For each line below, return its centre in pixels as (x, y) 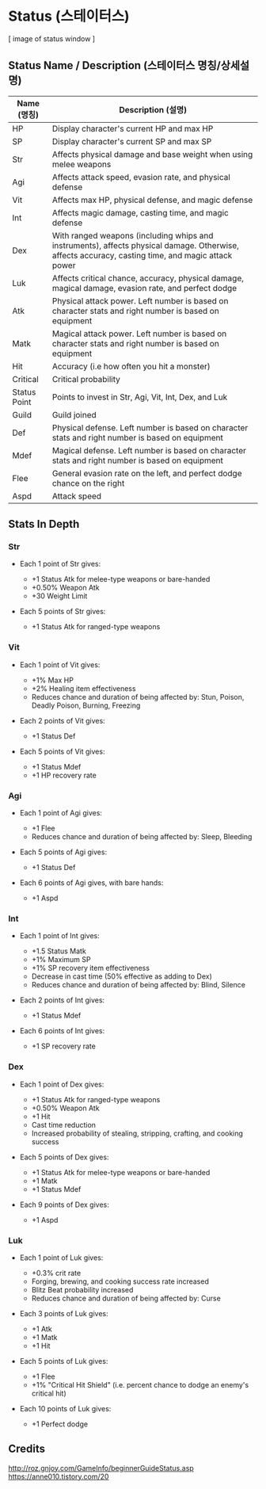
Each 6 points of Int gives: (62, 1031)
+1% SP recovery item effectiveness (91, 968)
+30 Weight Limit (59, 596)
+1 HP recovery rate (64, 775)
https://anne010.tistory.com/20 (59, 1476)
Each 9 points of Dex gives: (64, 1205)
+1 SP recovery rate (64, 1046)
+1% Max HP (52, 680)
